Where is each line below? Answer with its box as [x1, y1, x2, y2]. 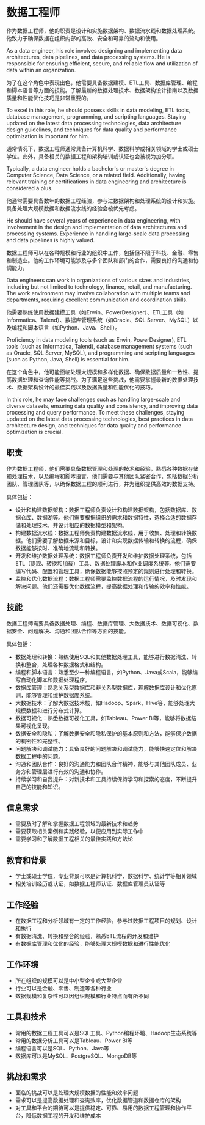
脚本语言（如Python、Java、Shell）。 [27, 323, 121, 331]
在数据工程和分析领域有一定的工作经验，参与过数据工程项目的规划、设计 [15, 917, 197, 924]
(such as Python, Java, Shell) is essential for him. [6, 355, 130, 363]
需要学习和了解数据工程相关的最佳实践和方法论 [15, 835, 133, 843]
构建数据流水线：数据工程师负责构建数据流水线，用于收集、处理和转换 [15, 529, 192, 536]
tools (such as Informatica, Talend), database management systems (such [6, 342, 193, 350]
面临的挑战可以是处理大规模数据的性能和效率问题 [15, 1089, 138, 1096]
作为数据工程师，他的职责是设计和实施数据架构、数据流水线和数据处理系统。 [6, 27, 199, 34]
